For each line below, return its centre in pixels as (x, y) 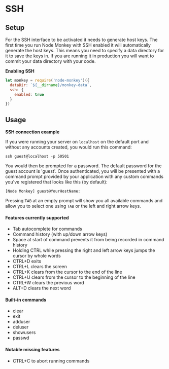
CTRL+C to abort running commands (51, 361)
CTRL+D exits (27, 261)
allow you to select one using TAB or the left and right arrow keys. (73, 206)
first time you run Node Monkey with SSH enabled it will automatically (78, 45)
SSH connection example (32, 132)
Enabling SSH (20, 71)
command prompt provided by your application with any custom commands (84, 177)
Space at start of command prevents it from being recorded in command (88, 240)
